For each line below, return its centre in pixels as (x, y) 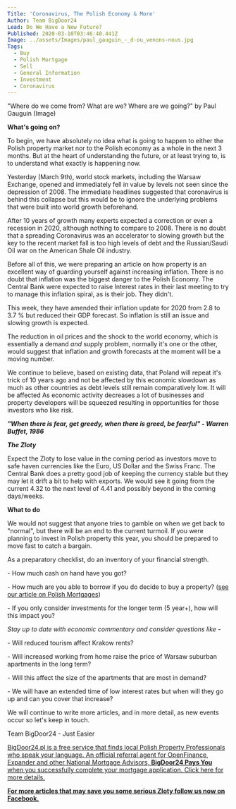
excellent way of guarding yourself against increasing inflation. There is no (116, 272)
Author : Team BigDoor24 (42, 20)
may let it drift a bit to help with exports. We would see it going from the (111, 481)
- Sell (23, 66)
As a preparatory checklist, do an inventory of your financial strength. (108, 560)
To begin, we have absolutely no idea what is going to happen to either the (116, 141)
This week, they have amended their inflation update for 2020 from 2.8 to (114, 308)
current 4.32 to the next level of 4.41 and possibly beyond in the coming (112, 489)
